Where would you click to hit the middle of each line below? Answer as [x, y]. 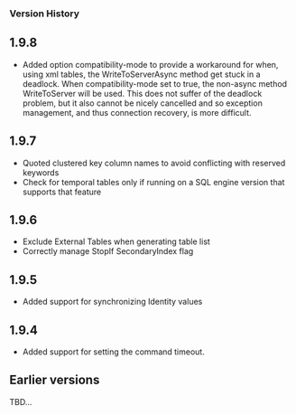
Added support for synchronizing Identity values [112, 302]
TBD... [21, 401]
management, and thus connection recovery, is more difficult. [137, 112]
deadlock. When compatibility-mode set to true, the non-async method [154, 83]
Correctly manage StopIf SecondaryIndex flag [108, 251]
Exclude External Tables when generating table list [116, 241]
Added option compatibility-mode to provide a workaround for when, [150, 64]
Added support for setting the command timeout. [113, 352]
